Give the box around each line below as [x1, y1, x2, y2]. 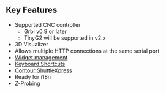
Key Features [6, 5, 58, 15]
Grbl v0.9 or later [23, 28, 67, 35]
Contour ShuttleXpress [14, 67, 72, 74]
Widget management [14, 53, 68, 61]
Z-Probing [14, 80, 40, 87]
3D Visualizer [14, 40, 48, 48]
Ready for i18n [14, 73, 51, 80]
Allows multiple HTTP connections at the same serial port [14, 47, 160, 54]
